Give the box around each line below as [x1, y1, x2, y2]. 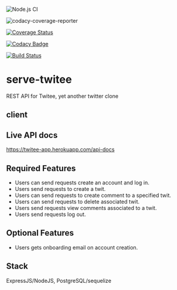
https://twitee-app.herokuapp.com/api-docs [6, 146, 115, 153]
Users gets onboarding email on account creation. [14, 243, 138, 251]
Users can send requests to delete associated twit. [14, 198, 140, 205]
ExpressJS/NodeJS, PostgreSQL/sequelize [6, 277, 111, 284]
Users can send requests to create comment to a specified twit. [14, 192, 172, 199]
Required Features [6, 163, 76, 173]
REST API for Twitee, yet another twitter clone [6, 92, 119, 100]
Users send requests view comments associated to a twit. [14, 204, 157, 211]
